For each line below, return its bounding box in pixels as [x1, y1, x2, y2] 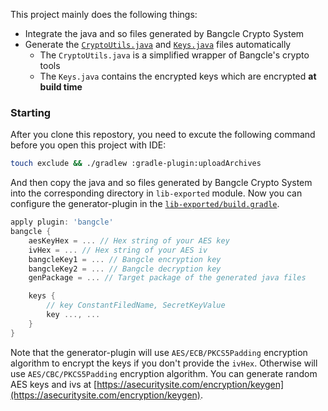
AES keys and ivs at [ [10, 378, 98, 390]
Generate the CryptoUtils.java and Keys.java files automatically [24, 39, 292, 50]
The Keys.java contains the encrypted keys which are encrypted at [39, 70, 317, 82]
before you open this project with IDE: [10, 139, 167, 151]
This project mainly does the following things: [10, 9, 198, 20]
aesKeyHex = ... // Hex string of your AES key [28, 235, 230, 246]
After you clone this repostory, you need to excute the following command [10, 129, 316, 141]
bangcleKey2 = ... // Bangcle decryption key [28, 264, 222, 274]
